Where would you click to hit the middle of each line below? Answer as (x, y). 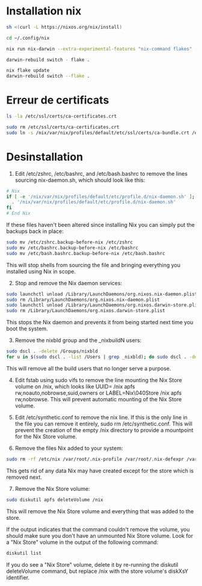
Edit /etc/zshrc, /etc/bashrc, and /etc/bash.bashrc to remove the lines (101, 173)
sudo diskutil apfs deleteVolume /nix (55, 500)
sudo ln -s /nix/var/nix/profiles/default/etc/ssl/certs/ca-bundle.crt (98, 133)
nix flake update (28, 70)
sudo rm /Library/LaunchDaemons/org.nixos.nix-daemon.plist (83, 300)
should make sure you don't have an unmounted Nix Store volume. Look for (100, 535)
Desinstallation (44, 157)
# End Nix (19, 214)
